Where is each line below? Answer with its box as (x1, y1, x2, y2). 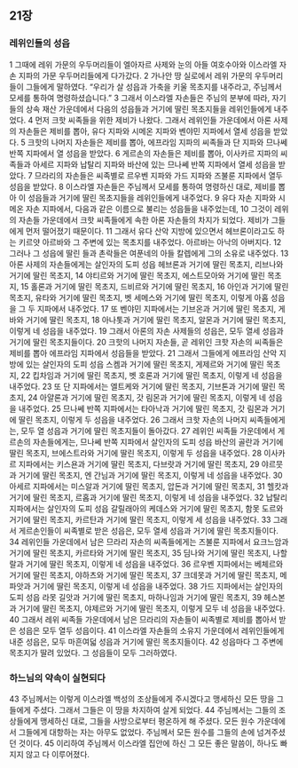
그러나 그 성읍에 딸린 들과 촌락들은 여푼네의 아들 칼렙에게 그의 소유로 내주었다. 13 (9, 248, 289, 258)
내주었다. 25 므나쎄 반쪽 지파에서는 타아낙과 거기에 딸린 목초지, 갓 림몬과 (18, 403, 269, 414)
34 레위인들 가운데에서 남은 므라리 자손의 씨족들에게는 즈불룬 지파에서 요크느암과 (9, 536, 289, 547)
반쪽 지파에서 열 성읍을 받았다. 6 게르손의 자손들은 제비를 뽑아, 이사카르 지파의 (9, 147, 279, 158)
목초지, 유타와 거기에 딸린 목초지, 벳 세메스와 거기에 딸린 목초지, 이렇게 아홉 (9, 292, 269, 303)
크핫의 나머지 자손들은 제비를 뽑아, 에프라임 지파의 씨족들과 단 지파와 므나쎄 (27, 137, 288, 147)
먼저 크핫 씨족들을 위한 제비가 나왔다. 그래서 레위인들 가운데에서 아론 (35, 115, 272, 125)
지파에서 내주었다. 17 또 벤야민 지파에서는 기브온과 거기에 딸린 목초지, (36, 303, 277, 313)
